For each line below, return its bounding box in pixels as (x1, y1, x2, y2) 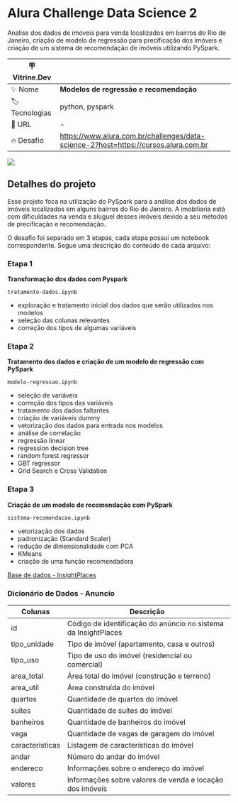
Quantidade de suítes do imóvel (67, 705, 172, 715)
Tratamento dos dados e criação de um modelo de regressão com (7, 357, 204, 366)
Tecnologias (11, 108, 52, 118)
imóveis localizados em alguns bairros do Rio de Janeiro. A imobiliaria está (7, 204, 225, 213)
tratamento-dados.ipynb (7, 289, 78, 296)
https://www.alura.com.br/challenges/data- (59, 131, 205, 141)
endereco (11, 763, 43, 773)
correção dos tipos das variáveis (17, 399, 113, 408)
